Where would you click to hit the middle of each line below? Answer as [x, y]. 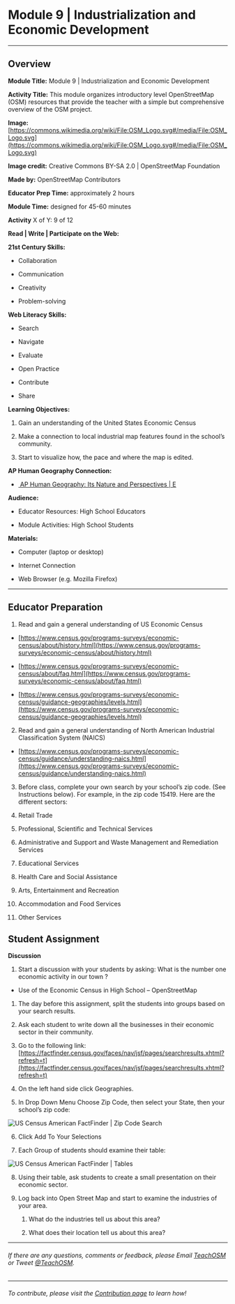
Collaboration [37, 260]
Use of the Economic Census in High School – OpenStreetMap [107, 990]
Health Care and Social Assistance [68, 876]
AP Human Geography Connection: [60, 470]
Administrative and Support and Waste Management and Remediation [118, 842]
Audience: [23, 497]
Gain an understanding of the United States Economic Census [107, 423]
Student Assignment [54, 939]
